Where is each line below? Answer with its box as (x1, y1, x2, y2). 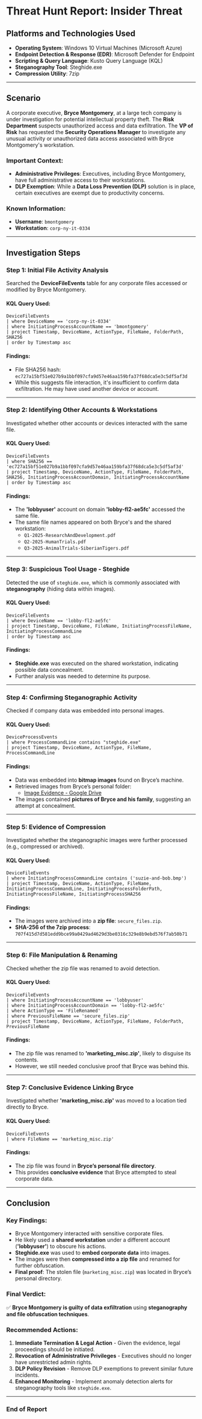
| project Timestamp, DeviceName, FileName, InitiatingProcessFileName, (6, 623, 192, 629)
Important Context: (6, 156, 64, 164)
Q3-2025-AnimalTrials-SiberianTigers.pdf (23, 545, 129, 552)
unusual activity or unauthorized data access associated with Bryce (6, 135, 174, 142)
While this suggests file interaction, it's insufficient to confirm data (14, 379, 179, 386)
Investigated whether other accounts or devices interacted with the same (6, 419, 188, 426)
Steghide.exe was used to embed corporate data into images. (14, 1249, 171, 1257)
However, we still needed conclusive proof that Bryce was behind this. (14, 1063, 189, 1070)
